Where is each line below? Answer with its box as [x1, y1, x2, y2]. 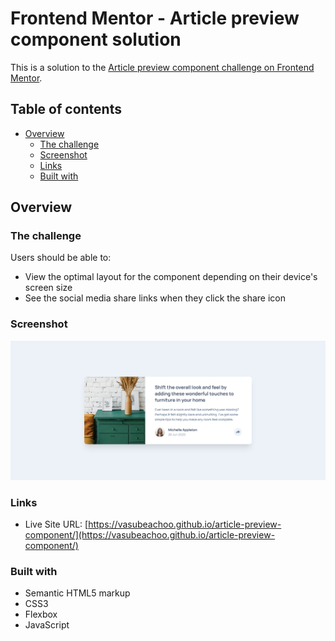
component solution [10, 28, 182, 51]
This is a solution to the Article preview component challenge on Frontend [10, 61, 315, 73]
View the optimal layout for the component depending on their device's [24, 271, 318, 283]
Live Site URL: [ [24, 518, 89, 530]
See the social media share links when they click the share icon [24, 292, 287, 304]
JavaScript [24, 619, 70, 631]
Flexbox [24, 608, 58, 621]
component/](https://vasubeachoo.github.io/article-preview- [24, 528, 276, 541]
